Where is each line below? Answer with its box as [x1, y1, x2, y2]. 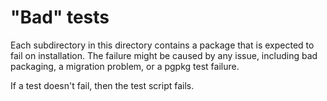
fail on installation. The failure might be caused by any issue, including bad [10, 49, 318, 61]
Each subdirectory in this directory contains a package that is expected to [10, 39, 315, 51]
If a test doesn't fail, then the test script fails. [10, 79, 195, 91]
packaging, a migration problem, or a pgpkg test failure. [10, 60, 240, 72]
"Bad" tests [10, 6, 110, 29]
